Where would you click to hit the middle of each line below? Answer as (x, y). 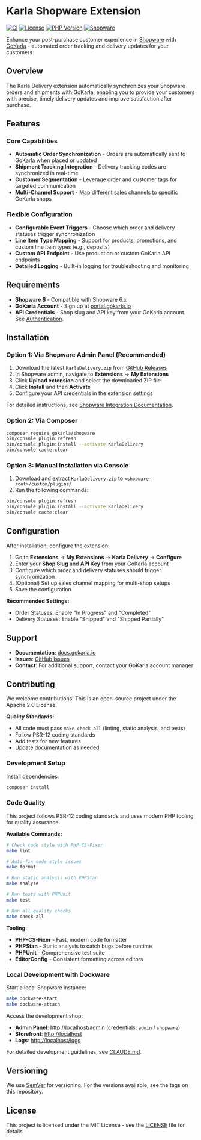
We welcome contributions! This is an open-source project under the (91, 699)
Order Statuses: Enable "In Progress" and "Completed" (83, 612)
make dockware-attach (33, 1004)
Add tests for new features (48, 741)
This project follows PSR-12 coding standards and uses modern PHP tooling (100, 816)
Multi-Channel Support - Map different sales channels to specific (96, 192)
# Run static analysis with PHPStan (52, 878)
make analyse (22, 883)
